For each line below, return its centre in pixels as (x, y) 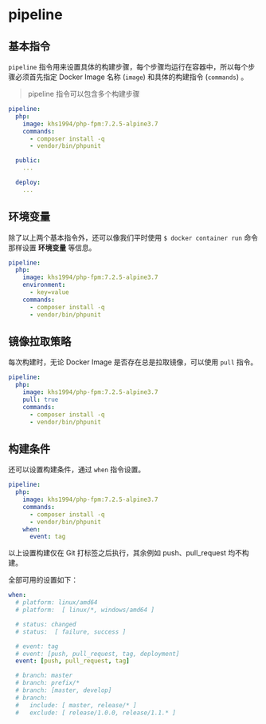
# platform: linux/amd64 (57, 603)
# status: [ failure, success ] (71, 632)
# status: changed (46, 624)
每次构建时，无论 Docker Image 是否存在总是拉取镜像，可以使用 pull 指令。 (133, 362)
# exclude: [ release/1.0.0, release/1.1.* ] (96, 713)
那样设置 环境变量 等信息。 (52, 247)
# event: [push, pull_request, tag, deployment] (98, 654)
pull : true (41, 400)
